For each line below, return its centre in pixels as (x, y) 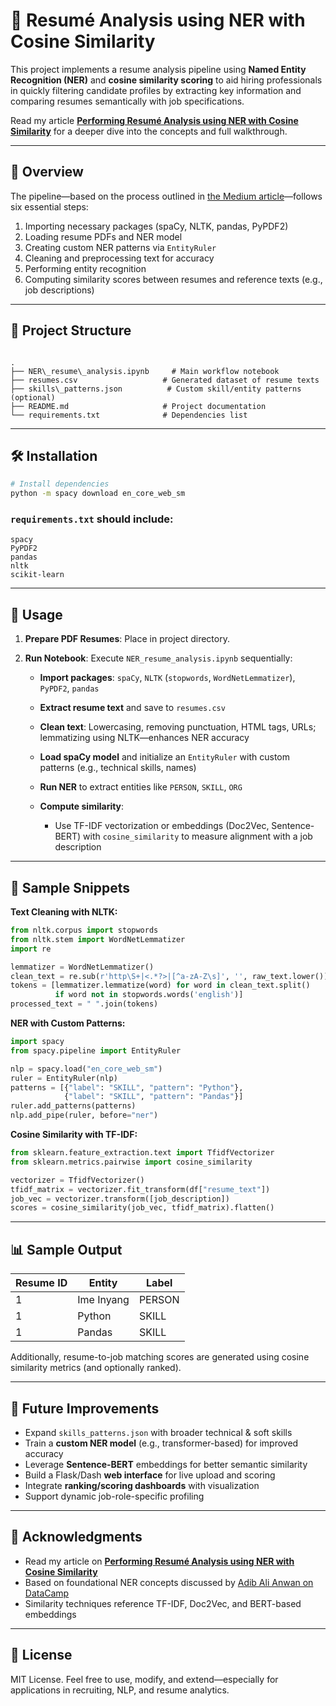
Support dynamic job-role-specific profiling (114, 1496)
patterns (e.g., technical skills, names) (118, 768)
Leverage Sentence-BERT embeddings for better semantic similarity (166, 1464)
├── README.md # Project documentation (138, 406)
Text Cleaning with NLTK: (64, 912)
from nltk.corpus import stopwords (84, 930)
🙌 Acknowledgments (76, 1537)
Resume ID (41, 1283)
